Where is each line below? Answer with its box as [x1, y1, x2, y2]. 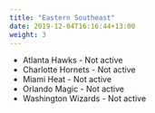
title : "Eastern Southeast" [9, 13, 116, 23]
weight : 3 [9, 30, 47, 39]
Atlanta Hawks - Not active [22, 55, 123, 66]
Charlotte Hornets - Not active [22, 64, 136, 75]
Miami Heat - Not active [22, 74, 111, 85]
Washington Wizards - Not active [22, 93, 147, 104]
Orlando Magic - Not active [22, 83, 125, 95]
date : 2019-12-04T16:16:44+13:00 [9, 22, 136, 31]
